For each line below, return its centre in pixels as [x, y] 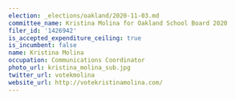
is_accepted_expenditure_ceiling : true [75, 38]
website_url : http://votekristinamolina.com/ [85, 82]
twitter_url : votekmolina [51, 75]
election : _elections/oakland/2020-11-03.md [84, 16]
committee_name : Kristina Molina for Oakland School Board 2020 [118, 23]
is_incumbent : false [43, 46]
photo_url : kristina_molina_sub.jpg [69, 68]
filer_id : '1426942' [43, 30]
